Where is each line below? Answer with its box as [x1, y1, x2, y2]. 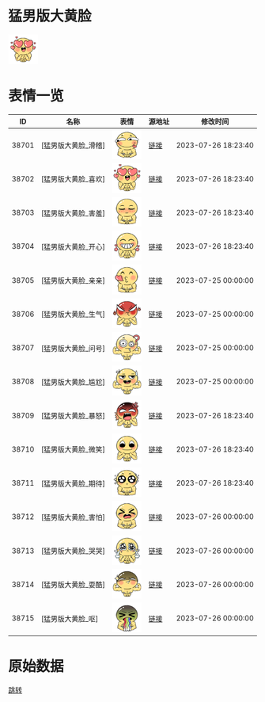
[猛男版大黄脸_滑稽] [40, 140, 105, 151]
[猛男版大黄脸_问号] [40, 343, 105, 353]
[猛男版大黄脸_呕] [40, 613, 99, 623]
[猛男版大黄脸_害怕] [40, 512, 105, 521]
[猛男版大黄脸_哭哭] [40, 546, 105, 555]
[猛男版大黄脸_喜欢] [40, 174, 105, 184]
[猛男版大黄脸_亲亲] [40, 276, 105, 285]
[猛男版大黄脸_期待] [40, 479, 105, 488]
